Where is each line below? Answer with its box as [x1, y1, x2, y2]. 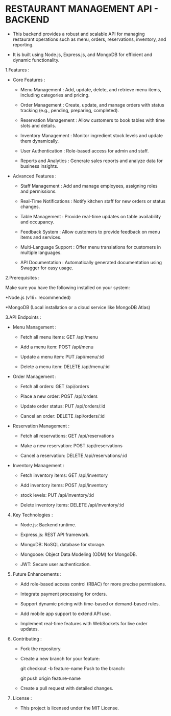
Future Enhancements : [12, 571, 62, 577]
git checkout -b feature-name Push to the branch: [20, 665, 125, 671]
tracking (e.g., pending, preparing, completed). [20, 107, 119, 113]
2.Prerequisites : [5, 274, 40, 280]
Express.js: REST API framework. [20, 531, 90, 538]
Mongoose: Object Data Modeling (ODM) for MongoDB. [20, 551, 137, 557]
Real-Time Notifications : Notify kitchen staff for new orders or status [20, 198, 166, 204]
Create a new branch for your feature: [20, 655, 100, 661]
